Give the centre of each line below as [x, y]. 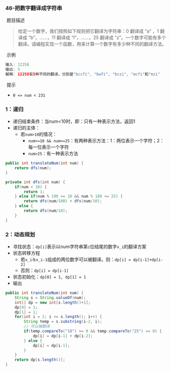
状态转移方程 [26, 253]
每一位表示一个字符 [49, 147]
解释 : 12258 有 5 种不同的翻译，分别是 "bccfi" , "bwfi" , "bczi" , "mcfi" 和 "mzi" [83, 75]
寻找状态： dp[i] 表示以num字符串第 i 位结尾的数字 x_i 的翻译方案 [80, 247]
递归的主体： [26, 128]
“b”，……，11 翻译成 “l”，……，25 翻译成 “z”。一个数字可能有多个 [97, 38]
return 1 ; [34, 192]
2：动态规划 [20, 234]
